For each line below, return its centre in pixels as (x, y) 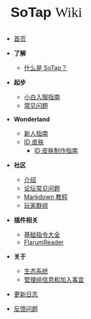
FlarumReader (43, 242)
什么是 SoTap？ (45, 68)
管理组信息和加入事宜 (54, 280)
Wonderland (31, 119)
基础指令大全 (42, 235)
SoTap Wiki (47, 12)
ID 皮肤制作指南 (56, 151)
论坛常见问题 (42, 188)
